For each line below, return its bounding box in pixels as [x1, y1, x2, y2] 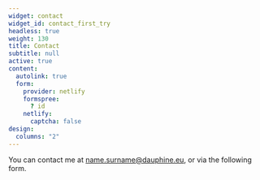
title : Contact [8, 42, 60, 50]
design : [8, 125, 35, 133]
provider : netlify [23, 87, 85, 96]
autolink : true [15, 72, 67, 80]
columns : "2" [15, 132, 60, 140]
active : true [8, 58, 53, 66]
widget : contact [8, 11, 63, 20]
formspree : [23, 95, 60, 103]
